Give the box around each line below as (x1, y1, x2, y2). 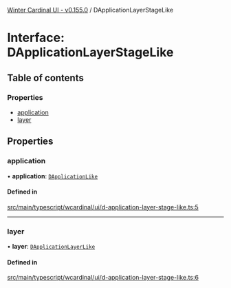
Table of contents (7, 72, 84, 83)
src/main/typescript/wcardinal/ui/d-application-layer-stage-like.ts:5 (7, 203, 199, 211)
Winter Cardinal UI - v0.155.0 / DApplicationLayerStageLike (7, 6, 174, 14)
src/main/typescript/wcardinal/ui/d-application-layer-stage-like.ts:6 (7, 274, 199, 282)
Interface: (7, 30, 65, 45)
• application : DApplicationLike (7, 172, 98, 180)
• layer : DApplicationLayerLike (7, 243, 96, 251)
